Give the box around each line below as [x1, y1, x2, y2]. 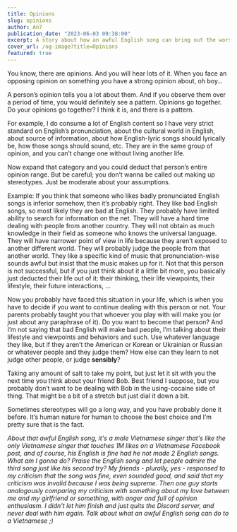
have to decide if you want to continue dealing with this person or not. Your [7, 302, 226, 311]
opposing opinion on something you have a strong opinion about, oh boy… [7, 76, 224, 85]
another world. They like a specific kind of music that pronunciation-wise [7, 252, 220, 260]
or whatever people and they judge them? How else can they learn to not [7, 348, 219, 356]
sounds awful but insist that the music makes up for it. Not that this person [7, 259, 224, 267]
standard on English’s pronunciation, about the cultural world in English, [7, 126, 215, 135]
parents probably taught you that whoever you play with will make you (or [7, 310, 221, 319]
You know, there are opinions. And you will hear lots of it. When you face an [7, 69, 227, 78]
